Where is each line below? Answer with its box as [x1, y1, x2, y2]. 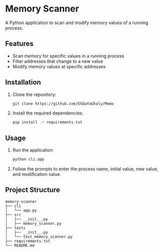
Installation [5, 78, 41, 87]
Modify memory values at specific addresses [12, 63, 106, 69]
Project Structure [5, 186, 60, 194]
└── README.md [5, 243, 35, 248]
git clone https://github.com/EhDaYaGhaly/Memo [12, 101, 114, 106]
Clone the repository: [12, 91, 57, 97]
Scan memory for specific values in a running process [12, 53, 124, 59]
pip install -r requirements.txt [12, 120, 83, 125]
